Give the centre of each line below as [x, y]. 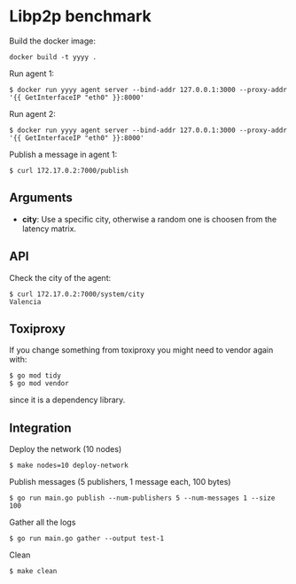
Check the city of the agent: [60, 277]
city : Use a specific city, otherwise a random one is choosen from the [149, 219]
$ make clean [33, 572]
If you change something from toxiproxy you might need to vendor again [141, 350]
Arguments [41, 198]
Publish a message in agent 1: [63, 154]
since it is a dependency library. [67, 400]
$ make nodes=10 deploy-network [69, 466]
